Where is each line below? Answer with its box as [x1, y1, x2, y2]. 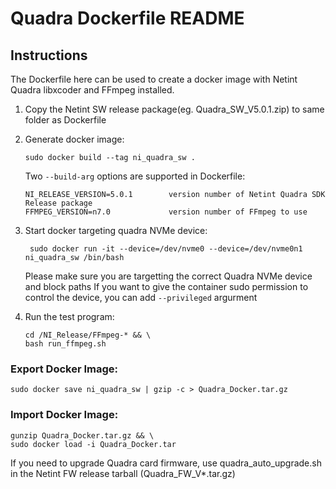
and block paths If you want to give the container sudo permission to [24, 281, 309, 292]
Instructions [10, 47, 88, 64]
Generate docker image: [24, 133, 125, 145]
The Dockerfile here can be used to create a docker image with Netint [10, 73, 298, 85]
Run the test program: [24, 311, 115, 322]
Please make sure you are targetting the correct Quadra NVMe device [24, 270, 313, 282]
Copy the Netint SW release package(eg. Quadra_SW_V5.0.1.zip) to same [24, 103, 325, 115]
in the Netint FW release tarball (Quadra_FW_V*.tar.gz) [10, 467, 236, 479]
